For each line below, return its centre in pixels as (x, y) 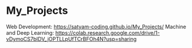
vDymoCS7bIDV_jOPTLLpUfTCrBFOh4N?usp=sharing (72, 39)
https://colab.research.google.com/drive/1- (107, 32)
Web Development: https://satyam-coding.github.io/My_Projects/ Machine (96, 27)
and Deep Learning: (30, 32)
